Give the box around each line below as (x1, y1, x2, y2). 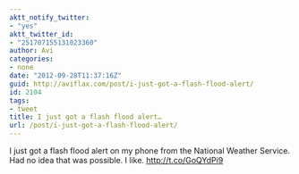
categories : (9, 54, 54, 63)
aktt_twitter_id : (9, 29, 74, 38)
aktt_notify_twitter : (9, 12, 90, 22)
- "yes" (9, 21, 38, 30)
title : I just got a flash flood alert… (9, 112, 163, 121)
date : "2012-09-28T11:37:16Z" (9, 71, 123, 80)
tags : (9, 95, 30, 105)
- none (9, 63, 34, 72)
